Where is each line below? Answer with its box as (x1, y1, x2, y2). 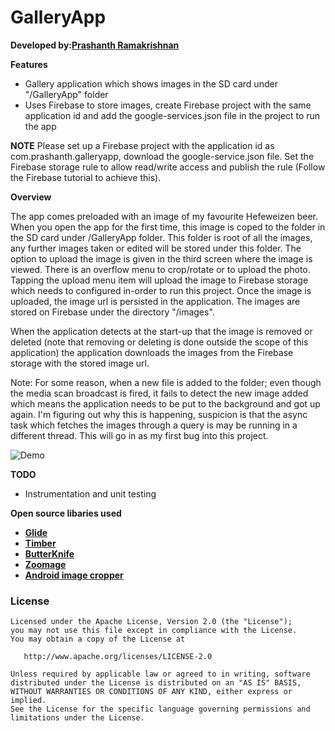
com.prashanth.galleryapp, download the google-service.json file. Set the (10, 150, 315, 162)
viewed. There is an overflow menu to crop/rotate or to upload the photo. (10, 263, 311, 275)
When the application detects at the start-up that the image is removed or (10, 325, 313, 337)
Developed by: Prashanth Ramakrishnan (10, 39, 180, 51)
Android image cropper (24, 569, 124, 581)
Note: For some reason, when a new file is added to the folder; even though (10, 376, 322, 388)
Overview (10, 191, 52, 203)
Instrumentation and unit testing (24, 487, 157, 500)
